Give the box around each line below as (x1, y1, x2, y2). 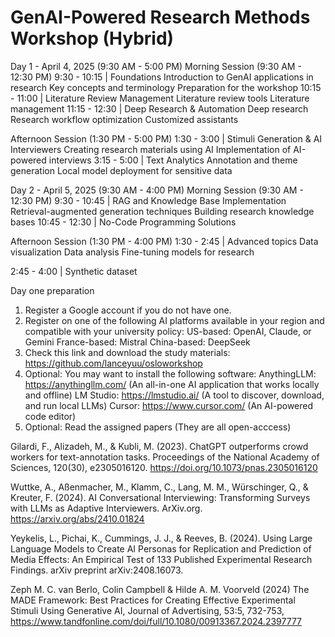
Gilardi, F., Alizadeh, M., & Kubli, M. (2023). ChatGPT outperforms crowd (10, 440, 309, 452)
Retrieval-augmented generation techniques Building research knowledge (10, 205, 315, 217)
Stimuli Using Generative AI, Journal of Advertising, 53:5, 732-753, (10, 604, 285, 616)
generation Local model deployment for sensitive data (10, 164, 233, 176)
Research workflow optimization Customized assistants (10, 113, 239, 125)
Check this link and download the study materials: (24, 346, 231, 358)
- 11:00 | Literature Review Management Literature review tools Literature (10, 92, 310, 104)
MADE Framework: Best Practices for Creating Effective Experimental (10, 594, 296, 606)
